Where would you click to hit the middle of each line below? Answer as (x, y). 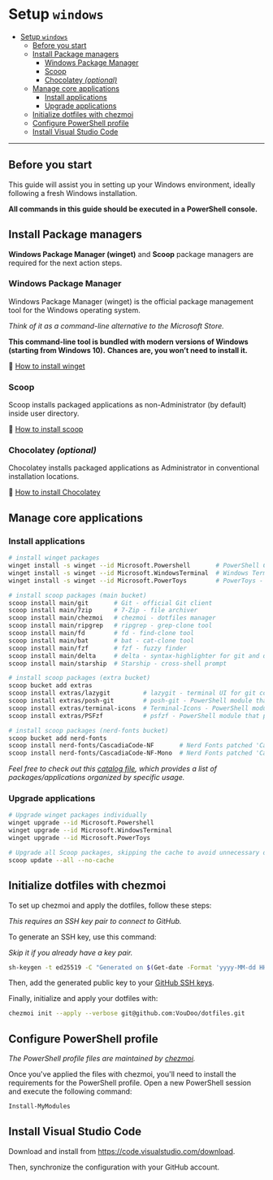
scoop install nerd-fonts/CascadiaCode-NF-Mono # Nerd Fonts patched (130, 753)
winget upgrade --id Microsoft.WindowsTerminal (91, 830)
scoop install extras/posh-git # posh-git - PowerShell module (130, 701)
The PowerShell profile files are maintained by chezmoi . (102, 1059)
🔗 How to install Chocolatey (54, 492)
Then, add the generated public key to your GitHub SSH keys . (111, 983)
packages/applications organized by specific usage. (97, 777)
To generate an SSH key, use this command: (82, 937)
